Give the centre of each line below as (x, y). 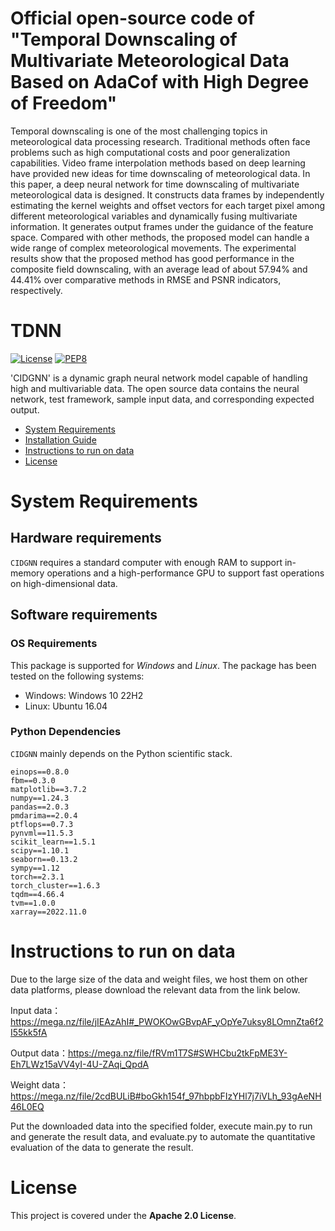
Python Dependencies (66, 732)
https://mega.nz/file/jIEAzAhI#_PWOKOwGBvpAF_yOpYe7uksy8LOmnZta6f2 (167, 1021)
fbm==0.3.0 (33, 780)
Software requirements (84, 615)
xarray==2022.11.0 (48, 912)
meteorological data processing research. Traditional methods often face (160, 141)
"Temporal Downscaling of (124, 39)
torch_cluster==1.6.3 (55, 885)
